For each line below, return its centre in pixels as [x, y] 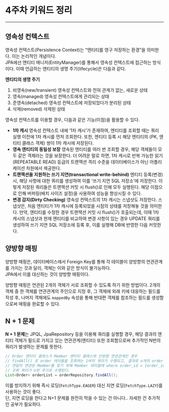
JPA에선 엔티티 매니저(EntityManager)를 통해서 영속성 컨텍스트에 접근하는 [78, 62]
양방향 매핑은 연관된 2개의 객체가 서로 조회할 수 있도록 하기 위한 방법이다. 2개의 [83, 285]
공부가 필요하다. [26, 404]
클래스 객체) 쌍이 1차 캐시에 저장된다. [58, 143]
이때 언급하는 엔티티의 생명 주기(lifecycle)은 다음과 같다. [71, 68]
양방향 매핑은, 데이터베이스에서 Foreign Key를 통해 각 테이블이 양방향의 [75, 261]
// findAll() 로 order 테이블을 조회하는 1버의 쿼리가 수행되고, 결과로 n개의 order [84, 361]
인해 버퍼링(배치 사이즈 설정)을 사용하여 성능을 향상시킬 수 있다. [80, 193]
